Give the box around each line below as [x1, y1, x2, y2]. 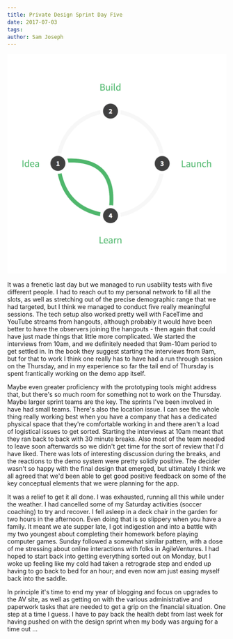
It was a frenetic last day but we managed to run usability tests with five [7, 280, 214, 289]
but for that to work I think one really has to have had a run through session [7, 354, 223, 363]
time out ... [7, 625, 38, 633]
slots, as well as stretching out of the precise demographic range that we [7, 295, 216, 303]
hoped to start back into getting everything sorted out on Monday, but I [7, 552, 211, 561]
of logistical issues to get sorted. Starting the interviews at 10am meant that [7, 428, 224, 436]
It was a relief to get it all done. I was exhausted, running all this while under [7, 493, 225, 502]
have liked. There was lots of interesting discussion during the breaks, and [7, 450, 220, 458]
